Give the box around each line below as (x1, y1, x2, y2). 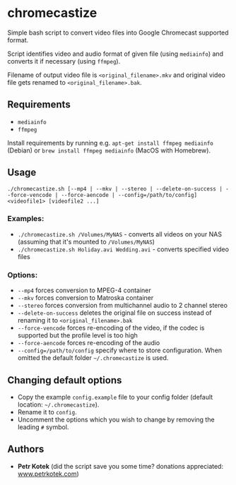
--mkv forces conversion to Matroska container (17, 294, 154, 302)
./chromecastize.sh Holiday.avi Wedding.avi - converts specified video (17, 245, 230, 253)
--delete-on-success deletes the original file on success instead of (17, 309, 212, 317)
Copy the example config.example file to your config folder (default (17, 393, 213, 401)
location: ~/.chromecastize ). (17, 400, 100, 409)
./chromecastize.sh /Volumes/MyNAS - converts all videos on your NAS (17, 229, 223, 238)
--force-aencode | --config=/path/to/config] (61, 191, 198, 198)
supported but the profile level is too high (17, 331, 138, 340)
